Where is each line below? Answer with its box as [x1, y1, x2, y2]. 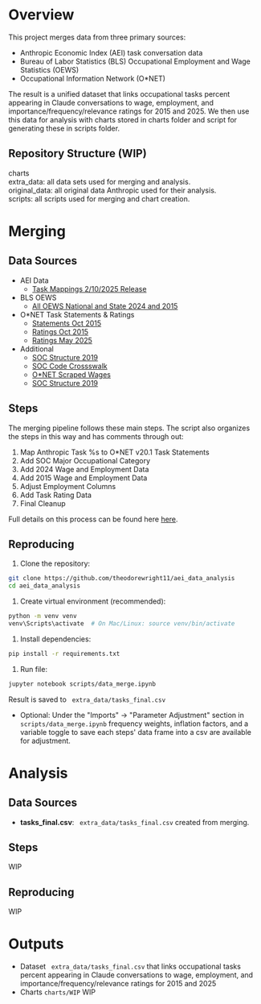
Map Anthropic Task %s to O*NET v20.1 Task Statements [19, 447, 210, 457]
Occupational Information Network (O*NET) [19, 73, 166, 83]
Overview [8, 6, 75, 24]
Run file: [19, 664, 48, 674]
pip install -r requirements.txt [8, 649, 120, 658]
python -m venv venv [8, 612, 78, 620]
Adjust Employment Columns [19, 481, 116, 491]
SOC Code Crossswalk [31, 361, 108, 371]
